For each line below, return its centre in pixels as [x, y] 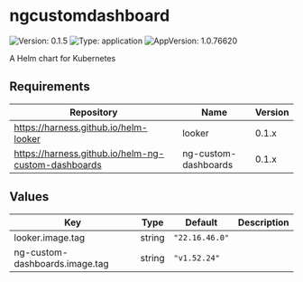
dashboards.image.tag [61, 263]
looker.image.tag [50, 238]
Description [263, 222]
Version [272, 112]
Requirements [50, 87]
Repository [93, 112]
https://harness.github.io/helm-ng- [89, 153]
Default [202, 222]
